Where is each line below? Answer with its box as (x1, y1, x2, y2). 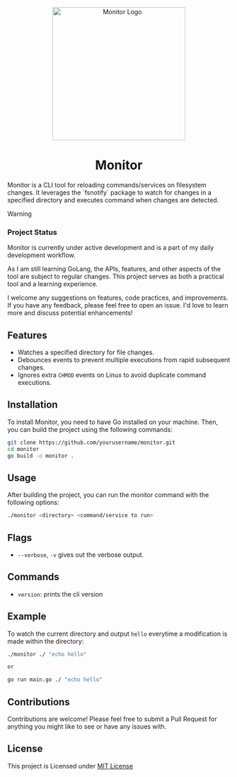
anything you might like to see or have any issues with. (7, 722, 167, 731)
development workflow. (7, 251, 76, 259)
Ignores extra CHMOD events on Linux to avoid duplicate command (17, 371, 207, 379)
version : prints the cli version (17, 589, 103, 598)
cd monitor (7, 445, 40, 452)
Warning (7, 210, 32, 218)
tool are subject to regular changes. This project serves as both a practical (7, 272, 224, 281)
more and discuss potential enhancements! (7, 309, 133, 317)
